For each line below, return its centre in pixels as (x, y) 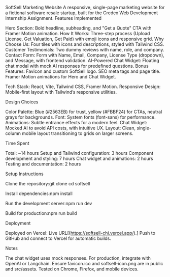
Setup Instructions (25, 174)
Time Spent (17, 143)
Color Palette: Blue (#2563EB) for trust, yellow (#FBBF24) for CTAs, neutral (84, 112)
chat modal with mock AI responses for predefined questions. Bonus (77, 66)
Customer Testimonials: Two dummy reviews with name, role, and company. (85, 50)
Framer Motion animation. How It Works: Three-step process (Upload (78, 33)
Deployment (18, 223)
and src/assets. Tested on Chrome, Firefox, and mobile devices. (72, 269)
